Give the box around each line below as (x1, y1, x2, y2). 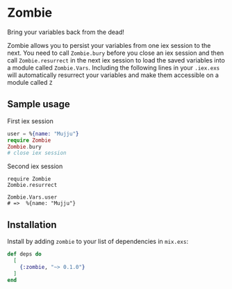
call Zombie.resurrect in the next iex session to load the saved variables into (7, 56, 226, 64)
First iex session (7, 117, 54, 125)
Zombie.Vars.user (7, 194, 58, 201)
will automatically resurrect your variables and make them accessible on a (7, 71, 219, 79)
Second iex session (7, 162, 63, 171)
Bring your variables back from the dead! (7, 28, 125, 36)
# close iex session (7, 149, 67, 157)
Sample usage (7, 99, 71, 110)
